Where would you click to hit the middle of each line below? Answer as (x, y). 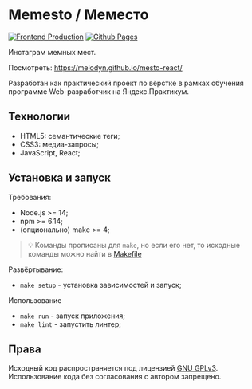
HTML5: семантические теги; (70, 136)
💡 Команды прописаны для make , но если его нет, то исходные (134, 245)
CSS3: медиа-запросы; (59, 144)
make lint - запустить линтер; (71, 324)
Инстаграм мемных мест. (52, 52)
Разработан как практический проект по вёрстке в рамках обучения (126, 83)
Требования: (30, 197)
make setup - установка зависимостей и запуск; (100, 285)
